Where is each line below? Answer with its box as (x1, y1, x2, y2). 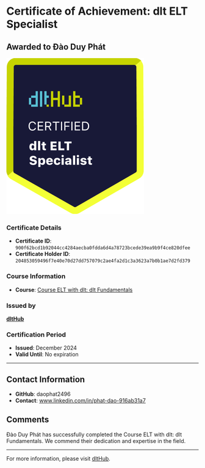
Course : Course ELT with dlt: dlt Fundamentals (15, 286, 133, 293)
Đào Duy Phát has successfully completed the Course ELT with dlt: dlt (6, 431, 182, 438)
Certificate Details (6, 223, 62, 232)
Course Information (6, 272, 66, 280)
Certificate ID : (15, 237, 52, 245)
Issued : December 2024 (15, 344, 77, 352)
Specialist (6, 17, 58, 31)
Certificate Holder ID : (15, 250, 71, 258)
